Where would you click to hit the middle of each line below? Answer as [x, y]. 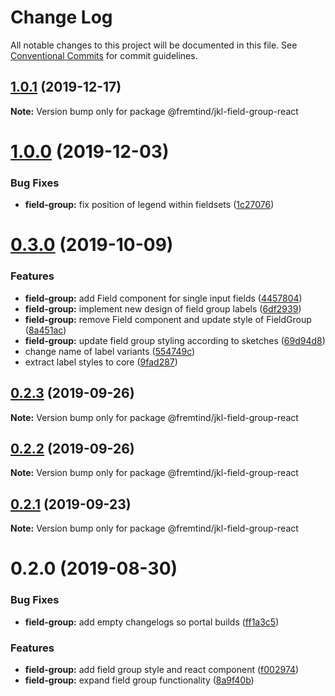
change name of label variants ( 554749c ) [110, 351]
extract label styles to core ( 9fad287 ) [101, 362]
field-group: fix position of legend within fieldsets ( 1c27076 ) [149, 205]
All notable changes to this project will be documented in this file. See [154, 45]
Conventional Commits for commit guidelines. [104, 55]
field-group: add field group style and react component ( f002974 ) [162, 669]
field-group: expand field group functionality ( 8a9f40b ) [139, 680]
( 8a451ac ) [45, 330]
